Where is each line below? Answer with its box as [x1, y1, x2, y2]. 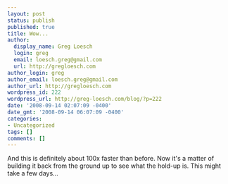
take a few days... [7, 169, 58, 178]
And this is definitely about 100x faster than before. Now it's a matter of [7, 154, 215, 163]
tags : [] [7, 128, 33, 135]
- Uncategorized [7, 121, 55, 129]
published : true [7, 23, 55, 30]
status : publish [7, 17, 55, 24]
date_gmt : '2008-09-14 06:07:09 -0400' [7, 109, 125, 116]
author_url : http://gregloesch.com [7, 82, 112, 90]
